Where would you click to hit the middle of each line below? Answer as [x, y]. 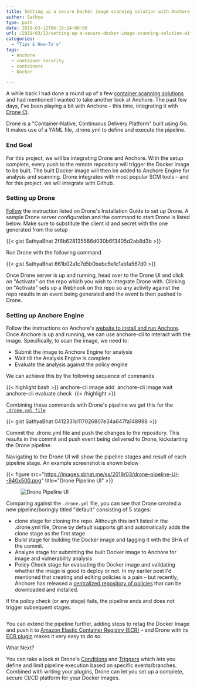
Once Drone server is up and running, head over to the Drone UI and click [95, 275]
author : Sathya [25, 17]
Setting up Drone [31, 198]
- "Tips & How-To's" [36, 45]
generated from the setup [37, 229]
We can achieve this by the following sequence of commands [80, 376]
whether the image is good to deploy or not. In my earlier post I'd [93, 571]
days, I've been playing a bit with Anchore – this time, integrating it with [92, 106]
